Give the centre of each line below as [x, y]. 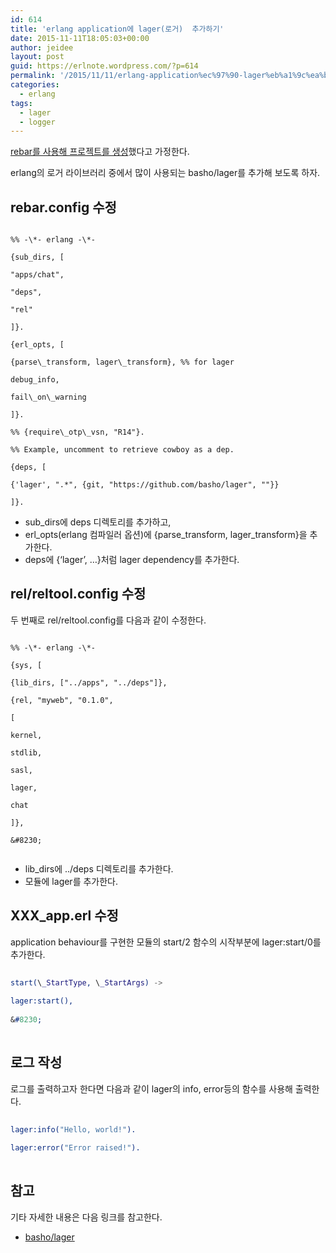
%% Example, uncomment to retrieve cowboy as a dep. [122, 450]
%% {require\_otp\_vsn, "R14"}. [77, 432]
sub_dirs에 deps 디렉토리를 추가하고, [98, 522]
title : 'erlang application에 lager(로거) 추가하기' [117, 29]
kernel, [26, 735]
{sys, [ [26, 665]
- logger [37, 122]
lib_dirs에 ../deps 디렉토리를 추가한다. [99, 868]
